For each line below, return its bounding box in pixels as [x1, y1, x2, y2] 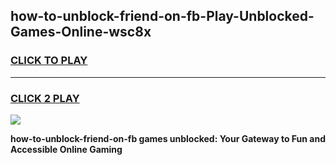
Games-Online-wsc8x [10, 24, 152, 41]
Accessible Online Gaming [10, 143, 123, 155]
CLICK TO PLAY [10, 54, 88, 68]
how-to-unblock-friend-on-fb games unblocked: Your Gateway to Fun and [10, 132, 326, 144]
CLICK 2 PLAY [10, 91, 80, 105]
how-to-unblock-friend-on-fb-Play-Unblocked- [10, 8, 315, 25]
